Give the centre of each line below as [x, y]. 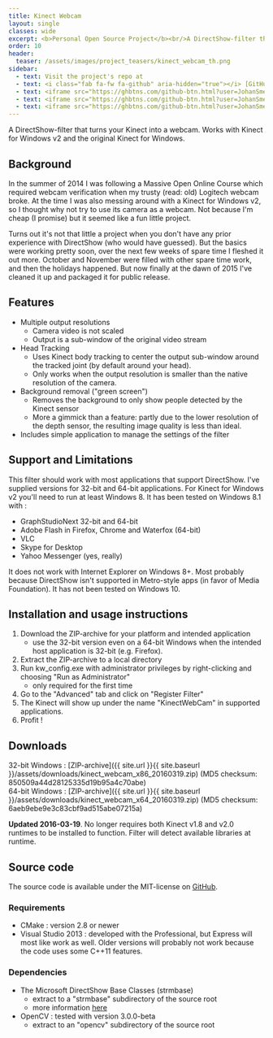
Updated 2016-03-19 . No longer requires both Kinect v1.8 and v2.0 [121, 824]
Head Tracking [45, 348]
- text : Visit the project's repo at [80, 76]
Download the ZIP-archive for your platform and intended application [135, 634]
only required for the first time [82, 686]
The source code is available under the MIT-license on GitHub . [113, 886]
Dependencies [38, 972]
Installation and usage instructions [98, 614]
